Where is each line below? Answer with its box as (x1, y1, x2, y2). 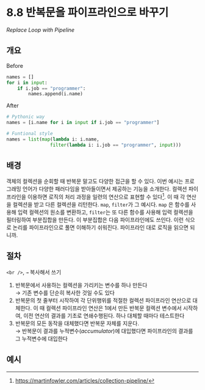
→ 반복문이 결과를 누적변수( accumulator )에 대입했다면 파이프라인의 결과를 (15, 327, 193, 334)
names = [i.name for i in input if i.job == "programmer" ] (6, 120, 160, 126)
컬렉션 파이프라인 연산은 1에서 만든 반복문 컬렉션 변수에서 (46, 304, 182, 312)
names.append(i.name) (28, 91, 84, 97)
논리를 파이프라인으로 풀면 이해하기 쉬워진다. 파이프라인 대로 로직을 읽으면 (12, 224, 189, 231)
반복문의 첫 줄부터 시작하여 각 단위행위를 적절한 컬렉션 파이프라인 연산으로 (15, 296, 192, 304)
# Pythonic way (6, 114, 45, 120)
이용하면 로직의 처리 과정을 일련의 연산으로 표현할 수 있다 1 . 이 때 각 (27, 192, 185, 201)
